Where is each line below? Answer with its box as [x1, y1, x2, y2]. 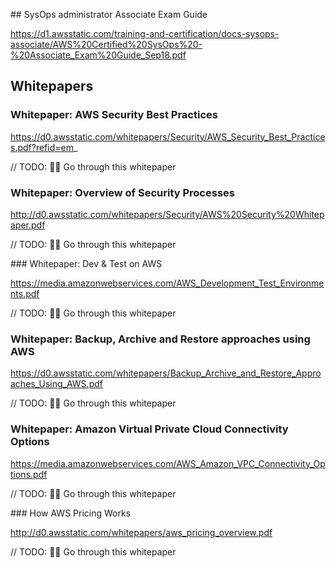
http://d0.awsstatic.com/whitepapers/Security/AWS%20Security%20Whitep [10, 208, 325, 220]
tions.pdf [10, 468, 48, 480]
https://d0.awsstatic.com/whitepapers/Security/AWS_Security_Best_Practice [10, 130, 326, 143]
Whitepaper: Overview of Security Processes [10, 185, 235, 199]
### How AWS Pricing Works [10, 507, 132, 519]
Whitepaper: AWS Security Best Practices [10, 108, 218, 122]
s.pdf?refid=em [10, 141, 74, 153]
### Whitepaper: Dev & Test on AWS [10, 257, 163, 269]
